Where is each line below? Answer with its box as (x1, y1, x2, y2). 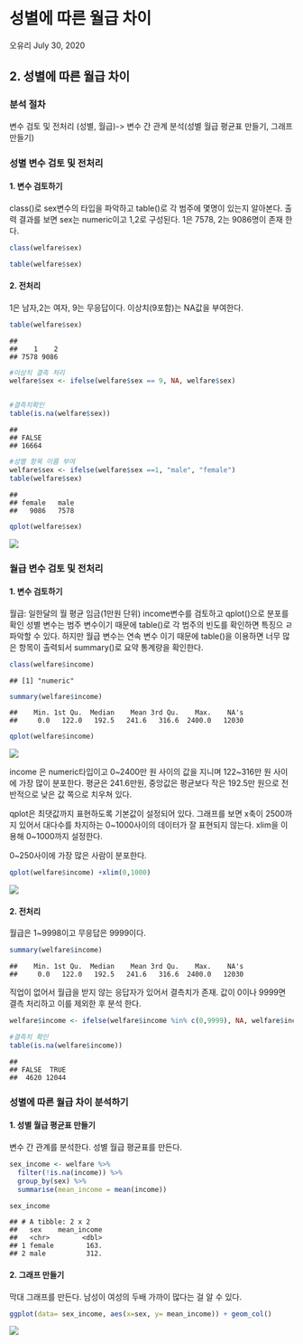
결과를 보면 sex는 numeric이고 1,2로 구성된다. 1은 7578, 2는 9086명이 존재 (18, 213, 284, 224)
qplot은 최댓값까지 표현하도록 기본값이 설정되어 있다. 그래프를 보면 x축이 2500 (9, 809, 286, 819)
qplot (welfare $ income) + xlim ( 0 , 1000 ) (9, 868, 151, 877)
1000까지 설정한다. (35, 831, 104, 842)
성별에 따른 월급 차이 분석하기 (9, 1095, 129, 1108)
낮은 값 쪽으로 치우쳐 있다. (40, 789, 133, 800)
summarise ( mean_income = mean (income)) (17, 1185, 168, 1194)
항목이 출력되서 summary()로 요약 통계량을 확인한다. (18, 641, 205, 652)
